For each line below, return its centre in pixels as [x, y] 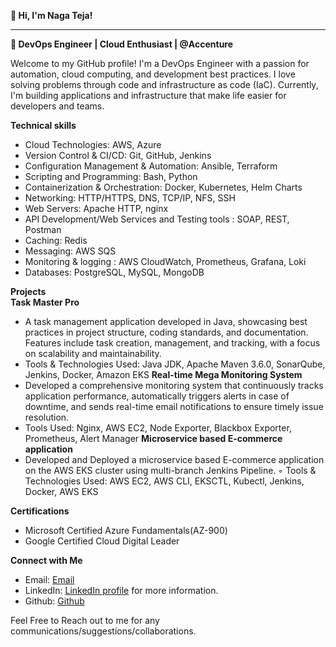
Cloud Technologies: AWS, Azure [93, 144]
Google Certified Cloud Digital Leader [102, 541]
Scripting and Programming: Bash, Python [111, 176]
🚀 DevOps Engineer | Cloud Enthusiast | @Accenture [122, 44]
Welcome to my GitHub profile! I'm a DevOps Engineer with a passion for [160, 63]
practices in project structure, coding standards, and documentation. [166, 332]
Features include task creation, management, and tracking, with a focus [172, 343]
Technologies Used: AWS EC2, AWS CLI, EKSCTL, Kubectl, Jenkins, [164, 481]
